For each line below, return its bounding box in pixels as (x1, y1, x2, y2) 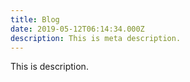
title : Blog (10, 14, 60, 25)
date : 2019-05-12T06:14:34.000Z (10, 24, 145, 34)
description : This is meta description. (10, 33, 182, 43)
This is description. (10, 61, 89, 73)
